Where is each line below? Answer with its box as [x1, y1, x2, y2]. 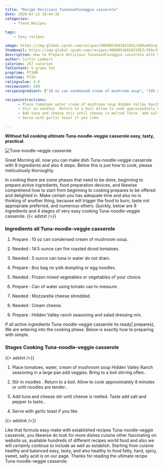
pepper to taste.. [12, 399, 46, 405]
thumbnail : [5, 47, 27, 53]
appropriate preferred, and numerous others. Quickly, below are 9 [5, 203, 137, 209]
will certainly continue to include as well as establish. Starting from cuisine [5, 443, 154, 449]
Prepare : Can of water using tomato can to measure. [12, 284, 118, 290]
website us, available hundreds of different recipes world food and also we [5, 437, 154, 444]
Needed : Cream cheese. [12, 303, 62, 309]
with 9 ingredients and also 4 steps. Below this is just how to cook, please [5, 162, 153, 168]
